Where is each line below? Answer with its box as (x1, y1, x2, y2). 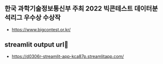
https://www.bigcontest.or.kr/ (11, 26, 71, 32)
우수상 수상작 (23, 13, 61, 22)
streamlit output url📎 (4, 40, 69, 49)
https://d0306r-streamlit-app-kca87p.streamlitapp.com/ (11, 53, 124, 59)
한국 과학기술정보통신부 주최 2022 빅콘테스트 (4, 4, 133, 13)
